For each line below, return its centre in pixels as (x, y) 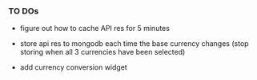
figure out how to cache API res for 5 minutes (95, 29)
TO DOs (24, 11)
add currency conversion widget (74, 67)
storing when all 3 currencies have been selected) (102, 52)
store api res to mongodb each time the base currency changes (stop (135, 44)
